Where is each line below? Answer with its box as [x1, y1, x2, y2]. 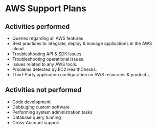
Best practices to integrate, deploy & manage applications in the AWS [12, 41, 152, 46]
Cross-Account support [12, 119, 60, 125]
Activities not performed [5, 86, 82, 94]
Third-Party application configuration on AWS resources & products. [12, 72, 150, 77]
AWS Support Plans [5, 3, 87, 14]
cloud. [12, 46, 25, 51]
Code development [12, 99, 51, 105]
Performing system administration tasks [12, 109, 93, 115]
